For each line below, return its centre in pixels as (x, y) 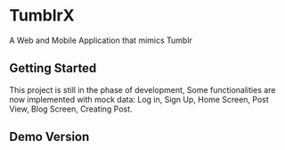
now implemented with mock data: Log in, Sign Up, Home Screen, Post (139, 99)
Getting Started (53, 68)
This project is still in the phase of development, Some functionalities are (142, 89)
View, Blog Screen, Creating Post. (71, 109)
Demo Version (49, 137)
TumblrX (42, 16)
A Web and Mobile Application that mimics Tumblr (101, 40)
